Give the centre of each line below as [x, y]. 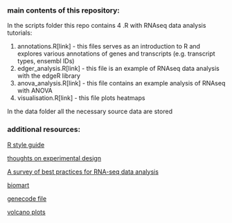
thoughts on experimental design [54, 158]
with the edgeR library [49, 76]
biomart [18, 185]
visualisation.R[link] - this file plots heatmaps [81, 98]
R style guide [26, 144]
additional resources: [44, 129]
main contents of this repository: [63, 10]
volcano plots [27, 212]
